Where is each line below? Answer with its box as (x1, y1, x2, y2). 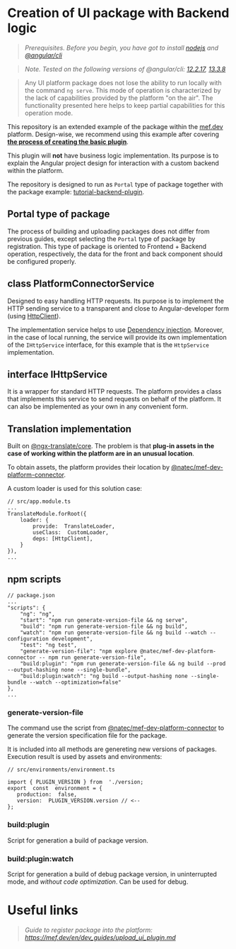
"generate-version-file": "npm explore (20, 648, 138, 655)
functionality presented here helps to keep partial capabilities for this (24, 101, 225, 109)
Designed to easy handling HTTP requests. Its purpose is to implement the (7, 296, 225, 305)
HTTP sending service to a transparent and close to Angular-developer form (7, 304, 230, 313)
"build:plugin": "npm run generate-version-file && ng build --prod (20, 660, 226, 667)
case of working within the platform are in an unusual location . (7, 449, 194, 458)
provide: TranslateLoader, (33, 523, 115, 530)
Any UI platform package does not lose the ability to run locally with (24, 78, 222, 87)
